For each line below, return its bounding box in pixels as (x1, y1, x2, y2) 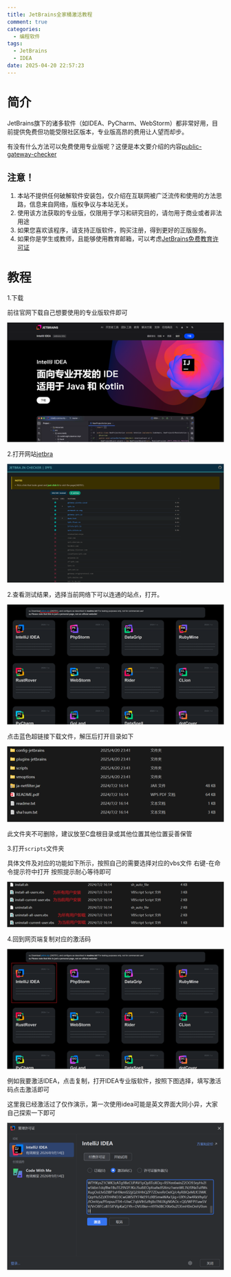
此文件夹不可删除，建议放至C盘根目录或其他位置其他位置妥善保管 (7, 829, 192, 838)
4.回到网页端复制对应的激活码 (7, 935, 91, 943)
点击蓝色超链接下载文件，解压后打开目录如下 (7, 732, 134, 740)
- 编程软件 (13, 33, 41, 40)
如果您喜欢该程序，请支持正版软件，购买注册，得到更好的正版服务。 (16, 226, 210, 234)
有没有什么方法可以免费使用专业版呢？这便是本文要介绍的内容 (7, 142, 182, 150)
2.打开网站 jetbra (7, 450, 54, 458)
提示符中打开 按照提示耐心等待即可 (12, 867, 111, 875)
